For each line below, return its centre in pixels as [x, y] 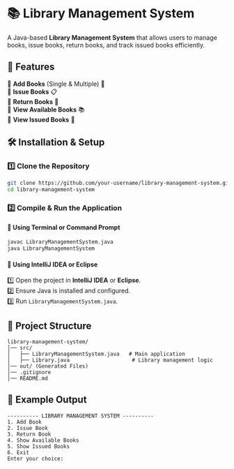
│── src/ [20, 348]
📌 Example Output [47, 400]
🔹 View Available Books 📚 [46, 110]
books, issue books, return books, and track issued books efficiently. [106, 45]
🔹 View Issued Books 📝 [41, 119]
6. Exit [18, 452]
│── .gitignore [29, 373]
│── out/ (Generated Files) [48, 366]
